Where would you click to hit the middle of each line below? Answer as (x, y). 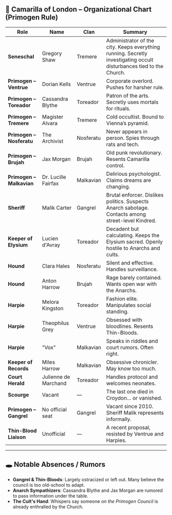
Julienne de (56, 377)
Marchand (54, 383)
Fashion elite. (122, 299)
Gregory (52, 53)
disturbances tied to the (135, 66)
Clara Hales (56, 266)
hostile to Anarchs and (133, 248)
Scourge (18, 395)
